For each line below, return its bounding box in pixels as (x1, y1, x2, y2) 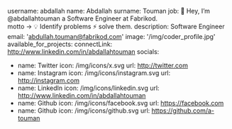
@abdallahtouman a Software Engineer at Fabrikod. (7, 14, 158, 23)
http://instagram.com (17, 77, 80, 84)
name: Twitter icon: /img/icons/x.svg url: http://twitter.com (17, 61, 188, 69)
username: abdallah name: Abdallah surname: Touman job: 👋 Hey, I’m (7, 7, 211, 15)
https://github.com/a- (151, 106, 215, 115)
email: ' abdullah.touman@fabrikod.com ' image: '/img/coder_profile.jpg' (7, 33, 216, 40)
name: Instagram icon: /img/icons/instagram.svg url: (17, 69, 171, 77)
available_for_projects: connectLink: (7, 40, 113, 48)
